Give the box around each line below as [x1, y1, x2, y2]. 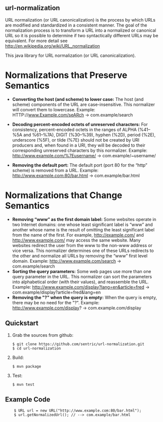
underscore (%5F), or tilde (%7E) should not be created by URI [12, 137, 140, 143]
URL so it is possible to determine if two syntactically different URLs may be [5, 32, 159, 38]
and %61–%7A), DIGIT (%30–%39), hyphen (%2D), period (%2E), [23, 132, 156, 138]
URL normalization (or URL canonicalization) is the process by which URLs [5, 17, 156, 23]
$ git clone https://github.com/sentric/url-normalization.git [12, 342, 145, 347]
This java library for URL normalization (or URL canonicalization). [5, 52, 136, 58]
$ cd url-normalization [12, 346, 61, 351]
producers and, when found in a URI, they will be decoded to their [12, 142, 146, 148]
